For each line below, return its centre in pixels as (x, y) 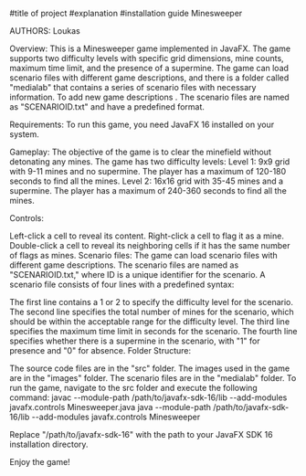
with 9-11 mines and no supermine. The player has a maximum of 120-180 (148, 171)
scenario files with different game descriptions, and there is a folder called (149, 78)
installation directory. (49, 444)
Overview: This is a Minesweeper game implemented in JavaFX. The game (150, 48)
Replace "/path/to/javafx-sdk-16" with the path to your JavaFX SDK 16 (141, 434)
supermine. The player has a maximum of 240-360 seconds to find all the (148, 190)
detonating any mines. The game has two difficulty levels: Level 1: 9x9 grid (150, 162)
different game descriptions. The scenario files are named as (124, 265)
